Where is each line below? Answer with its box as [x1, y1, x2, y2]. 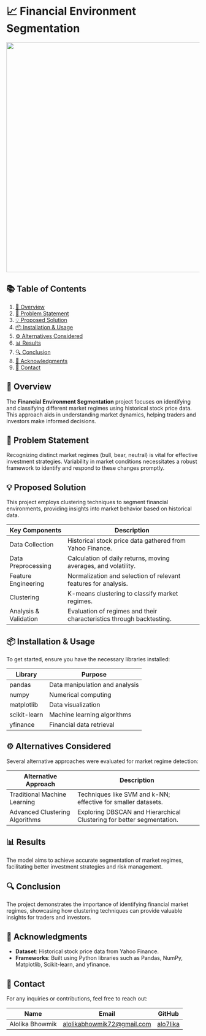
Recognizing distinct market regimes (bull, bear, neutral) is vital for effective [6, 451, 198, 459]
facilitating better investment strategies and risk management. [6, 862, 163, 870]
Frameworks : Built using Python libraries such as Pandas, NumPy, [15, 954, 183, 962]
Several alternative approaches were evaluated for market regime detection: [6, 758, 199, 765]
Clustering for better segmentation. [77, 815, 179, 824]
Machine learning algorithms [48, 710, 132, 719]
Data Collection [9, 540, 54, 549]
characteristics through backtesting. [67, 615, 172, 623]
